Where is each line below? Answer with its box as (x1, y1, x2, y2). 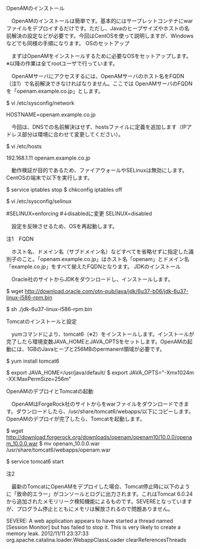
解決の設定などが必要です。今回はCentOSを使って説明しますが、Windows (11, 32, 194, 39)
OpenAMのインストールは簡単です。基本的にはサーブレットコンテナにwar (11, 17, 193, 24)
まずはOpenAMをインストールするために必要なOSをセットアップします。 (11, 53, 192, 59)
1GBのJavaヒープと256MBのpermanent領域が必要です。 (26, 345, 165, 352)
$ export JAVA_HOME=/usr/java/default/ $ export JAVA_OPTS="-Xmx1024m (6, 369, 194, 376)
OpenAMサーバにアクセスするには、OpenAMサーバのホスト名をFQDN (11, 73, 184, 79)
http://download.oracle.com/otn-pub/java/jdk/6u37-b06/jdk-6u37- (24, 288, 189, 295)
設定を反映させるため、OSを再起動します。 (11, 223, 118, 229)
